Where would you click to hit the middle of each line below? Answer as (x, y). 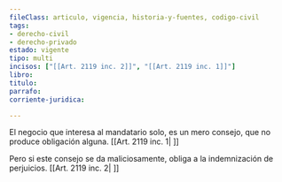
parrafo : (25, 91)
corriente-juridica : (47, 99)
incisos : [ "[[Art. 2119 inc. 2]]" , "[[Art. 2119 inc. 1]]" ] (123, 67)
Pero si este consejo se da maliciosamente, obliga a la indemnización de (141, 159)
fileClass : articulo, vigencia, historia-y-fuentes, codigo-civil (134, 17)
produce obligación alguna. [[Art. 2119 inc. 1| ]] (94, 141)
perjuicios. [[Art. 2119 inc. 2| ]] (64, 168)
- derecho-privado (43, 42)
